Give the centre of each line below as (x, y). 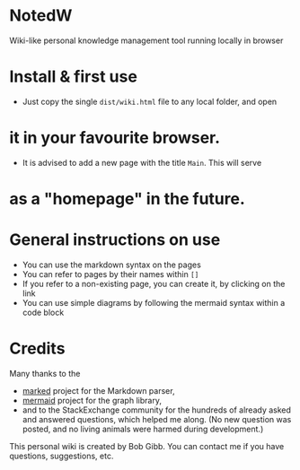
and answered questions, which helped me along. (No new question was (157, 419)
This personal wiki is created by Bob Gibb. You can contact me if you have (147, 446)
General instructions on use (115, 240)
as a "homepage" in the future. (127, 199)
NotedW (41, 16)
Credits (37, 348)
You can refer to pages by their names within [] (110, 274)
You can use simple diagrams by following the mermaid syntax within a (154, 302)
